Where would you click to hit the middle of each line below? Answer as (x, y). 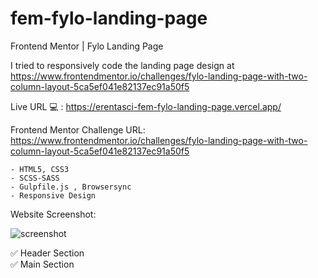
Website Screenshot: (53, 214)
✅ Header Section (47, 253)
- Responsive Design (53, 195)
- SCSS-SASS (35, 178)
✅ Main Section (42, 264)
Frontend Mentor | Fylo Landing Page (87, 46)
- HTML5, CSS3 (40, 169)
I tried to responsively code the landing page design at (122, 65)
